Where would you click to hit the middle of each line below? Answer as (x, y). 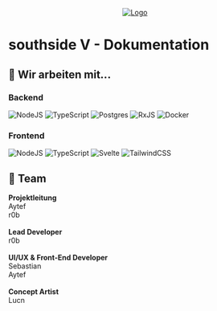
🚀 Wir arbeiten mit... (59, 74)
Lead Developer (35, 231)
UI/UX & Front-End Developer (58, 257)
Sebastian (25, 266)
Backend (26, 97)
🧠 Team (27, 178)
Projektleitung (33, 198)
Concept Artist (33, 291)
